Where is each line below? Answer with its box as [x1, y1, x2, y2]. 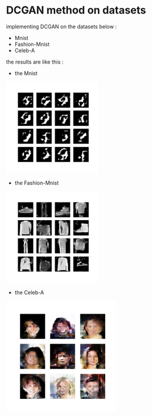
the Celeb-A [14, 289, 44, 296]
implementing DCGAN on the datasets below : [6, 23, 117, 30]
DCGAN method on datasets [6, 4, 147, 17]
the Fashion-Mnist [14, 179, 59, 186]
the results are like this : [6, 58, 64, 65]
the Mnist [14, 69, 38, 76]
